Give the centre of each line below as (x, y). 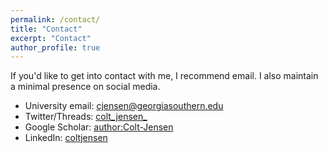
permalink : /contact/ (55, 19)
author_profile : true (55, 47)
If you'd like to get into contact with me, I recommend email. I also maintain (164, 76)
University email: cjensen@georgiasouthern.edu (124, 106)
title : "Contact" (46, 29)
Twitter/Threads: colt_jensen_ (86, 117)
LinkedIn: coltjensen (66, 138)
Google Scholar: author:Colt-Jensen (99, 127)
